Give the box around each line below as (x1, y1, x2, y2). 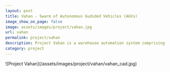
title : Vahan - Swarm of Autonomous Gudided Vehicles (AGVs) (5, 13, 138, 19)
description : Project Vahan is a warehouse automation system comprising (5, 41, 165, 46)
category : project (5, 46, 44, 51)
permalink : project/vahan (5, 35, 60, 40)
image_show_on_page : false (5, 19, 63, 24)
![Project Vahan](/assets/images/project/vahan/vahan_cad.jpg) (5, 60, 137, 66)
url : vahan (5, 30, 29, 35)
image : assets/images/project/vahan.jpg (5, 25, 93, 30)
